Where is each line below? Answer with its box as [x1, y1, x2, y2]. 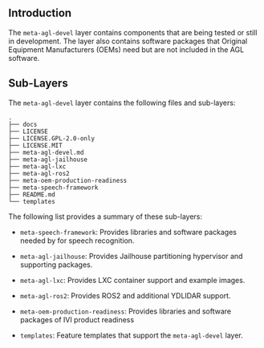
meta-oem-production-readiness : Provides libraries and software [19, 306, 232, 316]
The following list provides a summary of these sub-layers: [8, 212, 203, 221]
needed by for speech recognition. [19, 236, 135, 245]
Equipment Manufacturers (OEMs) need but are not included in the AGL [8, 44, 245, 55]
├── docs [8, 120, 38, 128]
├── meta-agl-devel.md [8, 148, 84, 156]
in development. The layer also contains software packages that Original [8, 36, 248, 46]
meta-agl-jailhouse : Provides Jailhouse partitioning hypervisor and [19, 251, 243, 261]
